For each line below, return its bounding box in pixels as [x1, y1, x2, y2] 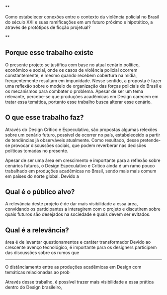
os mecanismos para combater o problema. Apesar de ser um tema [5, 88, 143, 94]
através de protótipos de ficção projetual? [5, 24, 91, 30]
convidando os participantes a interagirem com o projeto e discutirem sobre [5, 206, 161, 212]
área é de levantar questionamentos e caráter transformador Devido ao [5, 239, 151, 245]
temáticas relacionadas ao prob [5, 269, 70, 276]
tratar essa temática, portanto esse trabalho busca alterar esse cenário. [5, 99, 152, 105]
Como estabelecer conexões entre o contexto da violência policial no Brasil [5, 14, 160, 19]
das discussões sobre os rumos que [5, 250, 80, 256]
